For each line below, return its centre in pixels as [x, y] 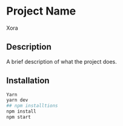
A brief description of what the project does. [62, 61]
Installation [28, 81]
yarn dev [17, 100]
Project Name [41, 11]
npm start [19, 117]
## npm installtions [32, 106]
